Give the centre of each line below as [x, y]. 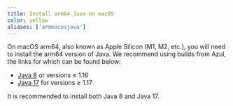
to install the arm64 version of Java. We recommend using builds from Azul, [117, 54]
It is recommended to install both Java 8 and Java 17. [83, 96]
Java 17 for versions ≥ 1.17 [55, 83]
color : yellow [28, 20]
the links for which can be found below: [64, 62]
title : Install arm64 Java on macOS [61, 14]
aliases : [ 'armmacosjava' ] [47, 27]
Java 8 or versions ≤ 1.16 [53, 75]
